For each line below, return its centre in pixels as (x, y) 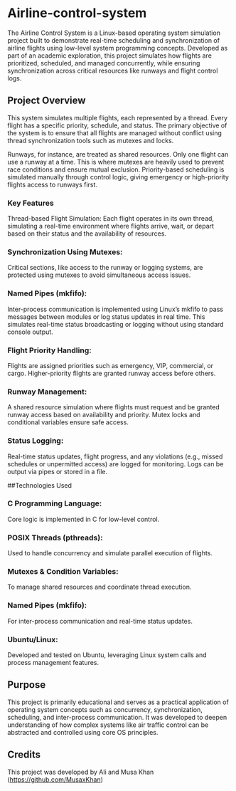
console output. (30, 332)
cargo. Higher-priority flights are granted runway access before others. (112, 373)
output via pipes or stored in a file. (58, 471)
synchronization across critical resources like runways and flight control (113, 70)
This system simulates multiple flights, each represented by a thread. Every (118, 117)
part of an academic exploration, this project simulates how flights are (109, 56)
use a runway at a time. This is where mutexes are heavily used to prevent (116, 162)
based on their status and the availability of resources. (87, 234)
